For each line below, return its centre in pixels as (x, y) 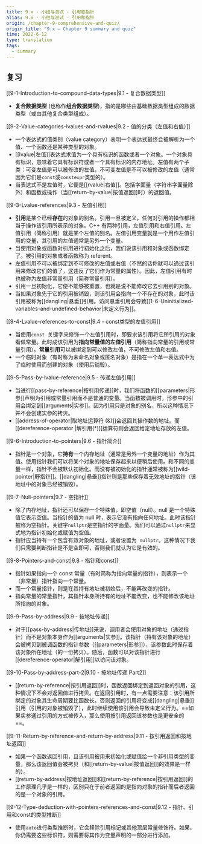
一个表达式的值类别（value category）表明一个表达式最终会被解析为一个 (105, 139)
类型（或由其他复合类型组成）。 (53, 113)
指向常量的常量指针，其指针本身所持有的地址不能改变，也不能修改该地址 (105, 596)
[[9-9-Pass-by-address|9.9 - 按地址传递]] (58, 616)
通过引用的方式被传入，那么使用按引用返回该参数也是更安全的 (108, 715)
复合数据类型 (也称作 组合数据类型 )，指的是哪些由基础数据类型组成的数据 (105, 106)
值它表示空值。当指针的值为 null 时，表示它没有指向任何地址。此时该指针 (106, 517)
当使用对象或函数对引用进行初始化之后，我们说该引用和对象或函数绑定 (102, 248)
